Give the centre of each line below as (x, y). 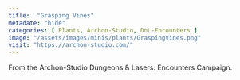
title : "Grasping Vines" (51, 15)
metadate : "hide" (37, 23)
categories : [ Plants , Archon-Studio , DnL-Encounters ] (103, 30)
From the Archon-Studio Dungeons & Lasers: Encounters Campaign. (120, 67)
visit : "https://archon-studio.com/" (71, 45)
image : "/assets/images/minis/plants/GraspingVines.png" (105, 38)
